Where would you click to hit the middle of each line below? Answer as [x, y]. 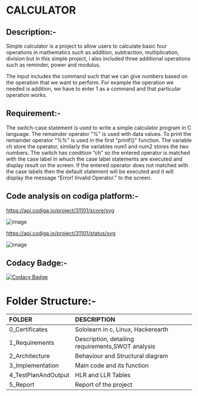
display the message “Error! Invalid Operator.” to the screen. [79, 178]
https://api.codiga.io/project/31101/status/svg [61, 233]
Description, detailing [105, 339]
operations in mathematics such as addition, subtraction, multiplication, [93, 52]
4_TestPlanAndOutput [39, 375]
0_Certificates [29, 330]
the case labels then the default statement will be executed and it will [90, 171]
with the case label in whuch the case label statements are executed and [94, 159]
